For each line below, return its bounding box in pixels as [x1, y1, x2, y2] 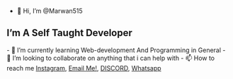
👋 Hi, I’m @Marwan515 [16, 7, 83, 15]
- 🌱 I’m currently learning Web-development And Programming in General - [6, 46, 226, 54]
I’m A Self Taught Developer [6, 27, 132, 39]
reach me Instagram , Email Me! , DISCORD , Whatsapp [6, 63, 161, 72]
